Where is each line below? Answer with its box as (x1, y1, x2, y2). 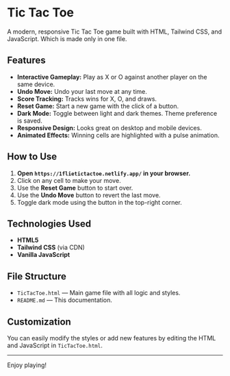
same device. (16, 80, 55, 88)
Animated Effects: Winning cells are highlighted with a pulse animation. (16, 131, 220, 139)
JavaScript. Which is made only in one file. (7, 34, 127, 42)
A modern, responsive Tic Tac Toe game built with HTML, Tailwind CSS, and (7, 27, 222, 36)
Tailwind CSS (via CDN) (16, 243, 86, 251)
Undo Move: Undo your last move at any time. (16, 87, 147, 95)
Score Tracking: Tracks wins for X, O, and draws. (16, 95, 157, 103)
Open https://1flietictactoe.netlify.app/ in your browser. (16, 169, 191, 177)
